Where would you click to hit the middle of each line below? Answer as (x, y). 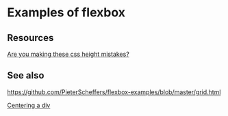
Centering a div (29, 105)
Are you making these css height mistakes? (68, 54)
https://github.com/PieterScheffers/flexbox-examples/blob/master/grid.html (114, 92)
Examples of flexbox (66, 13)
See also (26, 75)
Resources (30, 38)
